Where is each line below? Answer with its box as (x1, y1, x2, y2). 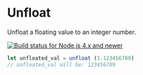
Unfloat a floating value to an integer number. (7, 28, 137, 36)
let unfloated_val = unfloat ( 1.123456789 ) (7, 54, 135, 62)
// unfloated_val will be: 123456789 (7, 61, 116, 68)
